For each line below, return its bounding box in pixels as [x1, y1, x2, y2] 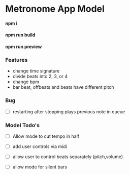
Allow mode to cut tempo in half [12, 133, 80, 139]
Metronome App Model [5, 3, 105, 15]
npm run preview [5, 43, 42, 49]
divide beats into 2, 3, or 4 [12, 73, 68, 80]
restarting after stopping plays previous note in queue [12, 108, 125, 115]
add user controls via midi [12, 143, 67, 150]
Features [5, 56, 28, 63]
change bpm [12, 79, 40, 85]
